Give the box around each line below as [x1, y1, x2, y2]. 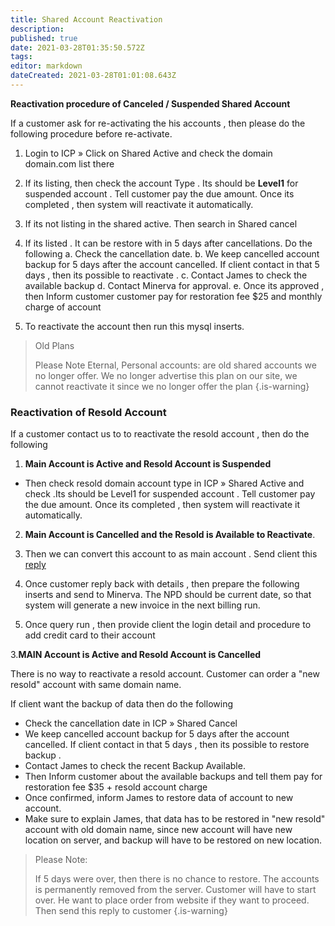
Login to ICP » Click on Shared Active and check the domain [24, 147, 273, 159]
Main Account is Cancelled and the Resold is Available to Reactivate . [24, 529, 316, 541]
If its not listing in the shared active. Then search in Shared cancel [24, 217, 298, 230]
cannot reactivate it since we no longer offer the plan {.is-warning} [34, 380, 310, 392]
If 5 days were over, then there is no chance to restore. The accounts [34, 873, 320, 885]
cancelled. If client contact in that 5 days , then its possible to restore [24, 739, 310, 751]
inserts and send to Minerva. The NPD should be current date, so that [24, 589, 312, 601]
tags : [10, 52, 33, 62]
